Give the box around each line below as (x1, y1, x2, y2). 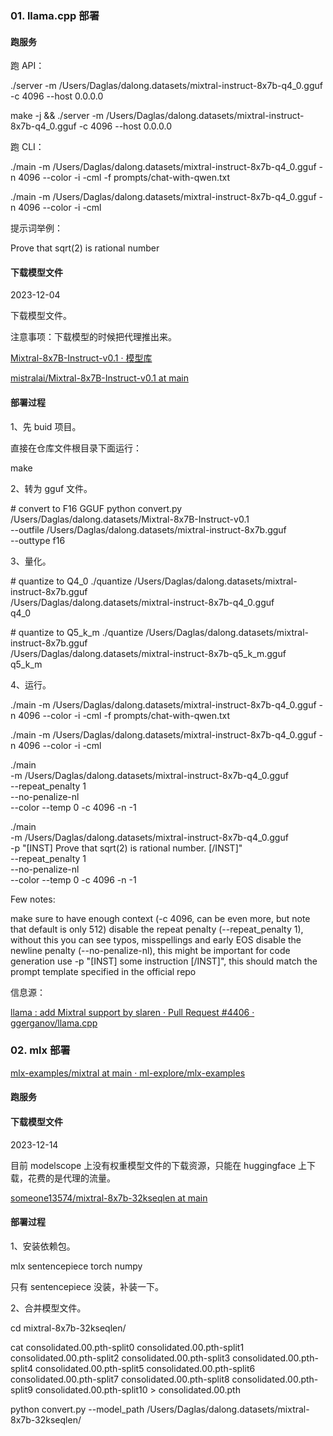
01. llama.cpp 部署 (10, 8, 100, 22)
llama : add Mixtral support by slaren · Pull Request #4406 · (10, 1006, 255, 1018)
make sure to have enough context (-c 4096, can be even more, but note (10, 912, 311, 924)
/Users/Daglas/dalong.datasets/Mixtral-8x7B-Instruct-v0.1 (10, 513, 250, 525)
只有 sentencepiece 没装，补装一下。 (10, 1280, 165, 1292)
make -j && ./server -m (10, 110, 105, 122)
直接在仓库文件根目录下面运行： (10, 442, 142, 454)
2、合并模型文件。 (10, 1302, 87, 1314)
